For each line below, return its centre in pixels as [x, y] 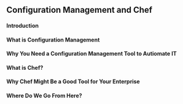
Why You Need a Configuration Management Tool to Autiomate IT [91, 54]
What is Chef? [25, 67]
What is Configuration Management [53, 40]
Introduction [22, 25]
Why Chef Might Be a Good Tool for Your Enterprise [73, 81]
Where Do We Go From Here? [44, 95]
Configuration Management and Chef [79, 10]
